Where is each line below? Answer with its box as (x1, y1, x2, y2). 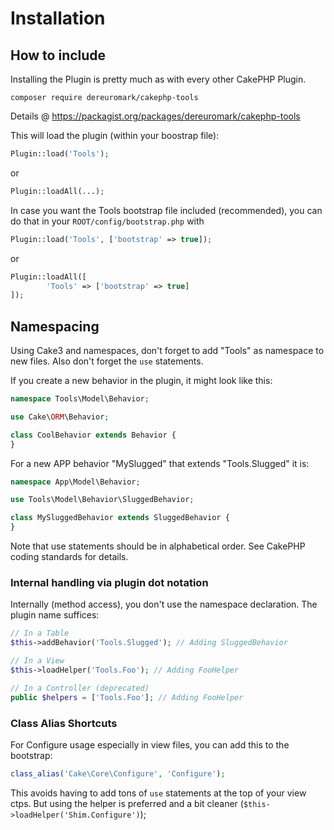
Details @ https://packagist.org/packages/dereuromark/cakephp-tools (10, 110, 301, 122)
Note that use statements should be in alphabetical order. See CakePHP (10, 540, 306, 552)
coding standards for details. (10, 551, 129, 563)
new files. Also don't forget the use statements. (10, 355, 204, 367)
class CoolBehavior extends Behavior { (10, 430, 177, 440)
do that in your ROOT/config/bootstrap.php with (10, 215, 205, 227)
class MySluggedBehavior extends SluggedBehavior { (10, 513, 230, 523)
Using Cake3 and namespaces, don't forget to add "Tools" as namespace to (10, 345, 325, 357)
